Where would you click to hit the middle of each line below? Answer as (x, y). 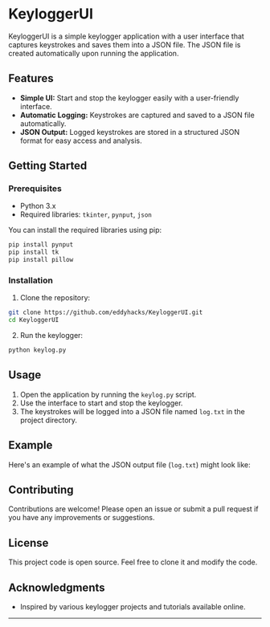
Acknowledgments (57, 587)
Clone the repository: (55, 298)
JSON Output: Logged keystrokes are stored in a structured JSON (130, 132)
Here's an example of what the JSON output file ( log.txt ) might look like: (129, 464)
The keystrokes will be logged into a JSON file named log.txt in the (132, 411)
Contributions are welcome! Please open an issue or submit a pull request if (133, 509)
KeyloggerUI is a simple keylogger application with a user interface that (127, 36)
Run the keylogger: (51, 336)
